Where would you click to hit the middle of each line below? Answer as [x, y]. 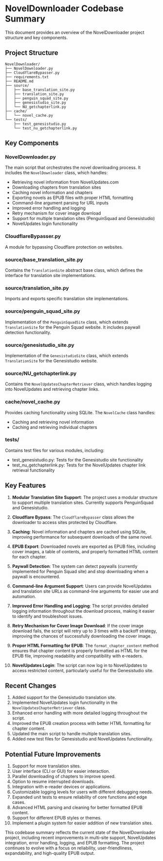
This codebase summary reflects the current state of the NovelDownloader [80, 833]
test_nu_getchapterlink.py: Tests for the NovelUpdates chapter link [79, 465]
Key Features [26, 486]
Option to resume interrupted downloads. [53, 781]
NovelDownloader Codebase [64, 9]
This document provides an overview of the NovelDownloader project [75, 32]
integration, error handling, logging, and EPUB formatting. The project [75, 843]
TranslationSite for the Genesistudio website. [52, 360]
